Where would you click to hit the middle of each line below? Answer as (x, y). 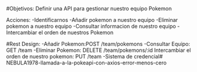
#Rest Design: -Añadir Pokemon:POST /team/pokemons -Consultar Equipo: (98, 44)
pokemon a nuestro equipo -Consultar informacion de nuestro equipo (91, 26)
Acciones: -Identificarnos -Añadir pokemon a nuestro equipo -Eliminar (92, 20)
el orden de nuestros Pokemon (76, 32)
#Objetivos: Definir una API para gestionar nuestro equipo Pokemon (89, 9)
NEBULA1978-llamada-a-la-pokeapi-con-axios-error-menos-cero (87, 63)
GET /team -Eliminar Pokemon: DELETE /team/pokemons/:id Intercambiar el (99, 50)
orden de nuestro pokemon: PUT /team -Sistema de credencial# (85, 56)
